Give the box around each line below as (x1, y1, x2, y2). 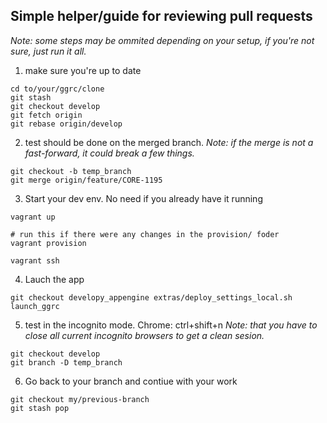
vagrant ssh (10, 255, 60, 266)
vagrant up (10, 212, 56, 222)
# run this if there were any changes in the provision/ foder (10, 229, 280, 239)
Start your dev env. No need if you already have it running (24, 192, 263, 204)
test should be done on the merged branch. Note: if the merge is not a (24, 136, 314, 148)
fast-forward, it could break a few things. (24, 147, 195, 159)
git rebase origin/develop (10, 119, 123, 129)
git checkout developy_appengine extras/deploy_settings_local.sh (10, 292, 293, 303)
